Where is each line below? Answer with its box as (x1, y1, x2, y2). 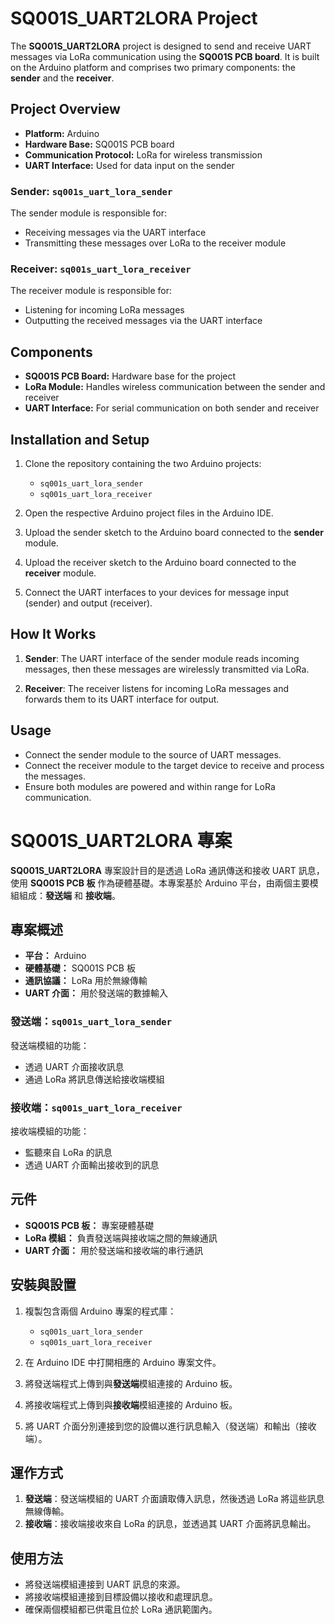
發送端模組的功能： (10, 1039, 90, 1051)
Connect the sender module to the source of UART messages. (24, 748, 282, 761)
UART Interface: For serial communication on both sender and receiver (24, 402, 320, 414)
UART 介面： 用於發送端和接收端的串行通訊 (24, 1244, 204, 1256)
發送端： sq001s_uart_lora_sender (10, 1015, 172, 1029)
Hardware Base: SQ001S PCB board (24, 138, 175, 150)
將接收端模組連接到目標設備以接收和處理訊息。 (24, 1591, 218, 1603)
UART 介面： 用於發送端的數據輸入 (24, 987, 169, 999)
